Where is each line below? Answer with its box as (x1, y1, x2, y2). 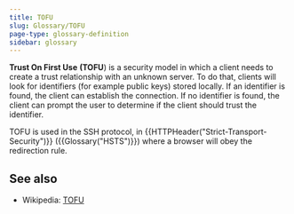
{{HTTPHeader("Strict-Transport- (145, 126, 267, 138)
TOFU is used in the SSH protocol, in (9, 126, 144, 138)
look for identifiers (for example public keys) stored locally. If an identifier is (9, 81, 286, 91)
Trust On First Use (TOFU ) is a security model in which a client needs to (9, 62, 274, 73)
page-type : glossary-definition (9, 29, 129, 38)
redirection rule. (9, 146, 68, 156)
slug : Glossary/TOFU (9, 21, 86, 30)
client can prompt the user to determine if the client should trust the (9, 99, 258, 111)
